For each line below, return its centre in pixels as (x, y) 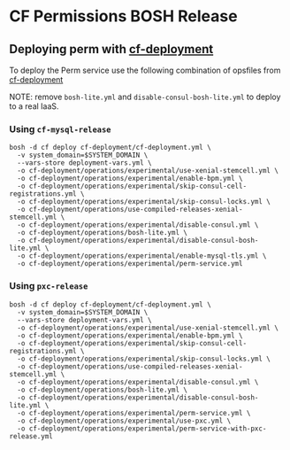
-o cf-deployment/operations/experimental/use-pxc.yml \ (124, 421)
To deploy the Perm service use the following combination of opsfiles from (145, 70)
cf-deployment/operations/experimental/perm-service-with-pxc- (148, 428)
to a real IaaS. (34, 106)
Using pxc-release (49, 286)
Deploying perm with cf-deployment (111, 49)
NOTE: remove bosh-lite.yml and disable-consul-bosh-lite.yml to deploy (145, 97)
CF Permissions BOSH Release (123, 16)
